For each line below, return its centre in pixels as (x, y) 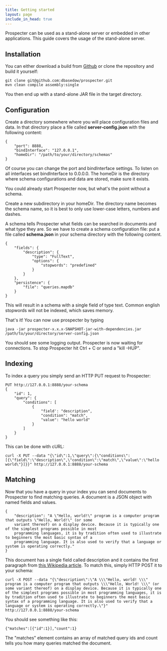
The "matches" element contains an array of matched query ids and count (82, 638)
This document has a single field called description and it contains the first (82, 560)
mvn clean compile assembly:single (42, 85)
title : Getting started (30, 10)
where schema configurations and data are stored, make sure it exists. (78, 179)
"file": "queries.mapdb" (49, 287)
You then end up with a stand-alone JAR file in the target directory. (74, 94)
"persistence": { (32, 283)
